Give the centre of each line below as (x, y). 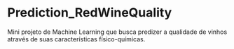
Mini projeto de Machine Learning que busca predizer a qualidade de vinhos (117, 32)
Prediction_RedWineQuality (90, 13)
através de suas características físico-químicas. (76, 39)
